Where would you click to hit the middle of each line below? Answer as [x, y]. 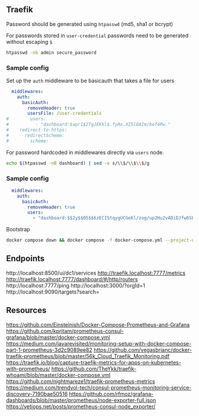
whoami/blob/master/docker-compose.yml [58, 375]
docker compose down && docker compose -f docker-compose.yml [84, 240]
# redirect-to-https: [37, 130]
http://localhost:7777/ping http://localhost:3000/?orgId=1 [76, 285]
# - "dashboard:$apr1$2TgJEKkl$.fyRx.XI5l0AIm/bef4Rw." [88, 125]
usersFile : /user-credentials [65, 114]
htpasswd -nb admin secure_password [51, 53]
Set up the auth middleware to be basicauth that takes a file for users [90, 80]
